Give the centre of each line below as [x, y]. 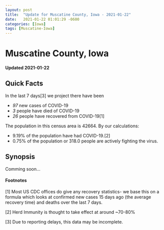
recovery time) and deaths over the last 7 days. [54, 202]
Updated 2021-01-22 [27, 67]
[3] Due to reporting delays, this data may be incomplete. [64, 221]
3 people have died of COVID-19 [46, 111]
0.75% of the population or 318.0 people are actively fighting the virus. [85, 141]
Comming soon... [23, 169]
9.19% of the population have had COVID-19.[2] [61, 135]
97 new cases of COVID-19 [40, 105]
